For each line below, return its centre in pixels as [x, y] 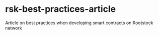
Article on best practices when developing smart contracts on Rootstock [79, 23]
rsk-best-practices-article [60, 9]
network [14, 28]
